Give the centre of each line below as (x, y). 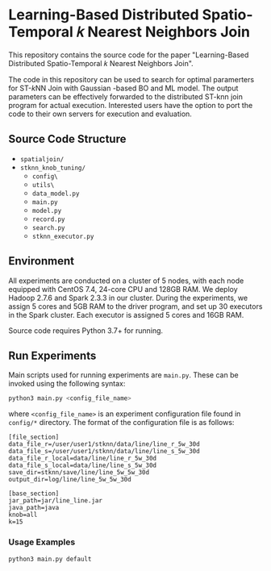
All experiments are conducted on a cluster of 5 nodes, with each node (126, 281)
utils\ (43, 185)
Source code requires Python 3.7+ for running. (86, 330)
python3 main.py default (50, 559)
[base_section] (34, 494)
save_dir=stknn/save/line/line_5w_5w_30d (79, 473)
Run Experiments (52, 355)
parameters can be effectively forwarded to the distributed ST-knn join (126, 96)
